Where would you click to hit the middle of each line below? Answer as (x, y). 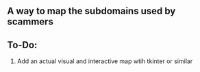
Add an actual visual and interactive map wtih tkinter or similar (105, 61)
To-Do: (22, 44)
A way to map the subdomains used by (91, 11)
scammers (30, 22)
